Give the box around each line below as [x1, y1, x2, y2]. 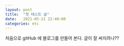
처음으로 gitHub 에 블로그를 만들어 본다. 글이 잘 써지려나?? [5, 35, 119, 41]
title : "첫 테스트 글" [5, 12, 49, 17]
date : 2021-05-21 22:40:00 [5, 16, 66, 21]
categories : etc [5, 21, 39, 26]
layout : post [5, 7, 32, 12]
